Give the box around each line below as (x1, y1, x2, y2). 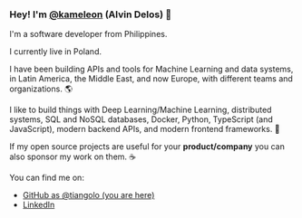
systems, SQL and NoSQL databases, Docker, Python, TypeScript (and (9, 114, 274, 125)
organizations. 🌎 (9, 83, 73, 94)
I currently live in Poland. (9, 46, 102, 57)
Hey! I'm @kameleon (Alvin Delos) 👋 (9, 8, 172, 21)
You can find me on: (9, 172, 84, 184)
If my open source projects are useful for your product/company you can (9, 141, 286, 152)
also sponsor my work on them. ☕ (9, 151, 136, 162)
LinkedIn (22, 199, 55, 211)
